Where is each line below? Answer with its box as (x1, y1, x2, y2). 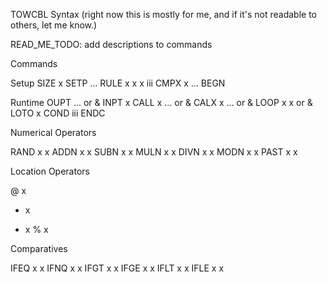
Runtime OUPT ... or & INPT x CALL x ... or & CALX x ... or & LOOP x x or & (10, 97, 313, 108)
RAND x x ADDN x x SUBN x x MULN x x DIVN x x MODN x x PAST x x (10, 146, 298, 158)
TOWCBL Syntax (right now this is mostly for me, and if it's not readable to (10, 9, 317, 20)
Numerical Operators (10, 127, 97, 138)
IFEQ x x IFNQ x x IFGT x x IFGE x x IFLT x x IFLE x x (10, 262, 225, 274)
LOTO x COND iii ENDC (10, 107, 106, 119)
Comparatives (10, 243, 68, 254)
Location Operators (10, 165, 90, 177)
